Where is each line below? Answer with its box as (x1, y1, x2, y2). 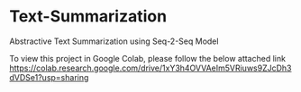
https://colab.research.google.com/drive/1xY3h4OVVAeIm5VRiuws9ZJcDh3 (9, 63, 292, 73)
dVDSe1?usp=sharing (9, 71, 89, 82)
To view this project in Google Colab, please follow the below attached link (9, 53, 287, 63)
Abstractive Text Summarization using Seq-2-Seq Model (9, 36, 219, 46)
